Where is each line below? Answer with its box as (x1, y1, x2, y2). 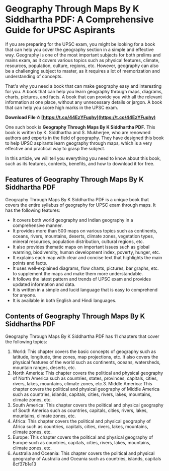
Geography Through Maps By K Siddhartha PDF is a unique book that (5, 196, 149, 202)
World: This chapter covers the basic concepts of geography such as (12, 348, 156, 355)
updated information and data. (12, 281, 75, 287)
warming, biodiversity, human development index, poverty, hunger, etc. (12, 249, 160, 255)
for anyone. (12, 292, 37, 298)
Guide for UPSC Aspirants (5, 25, 116, 36)
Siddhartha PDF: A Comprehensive (5, 14, 154, 25)
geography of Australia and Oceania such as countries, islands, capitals (12, 455, 161, 461)
